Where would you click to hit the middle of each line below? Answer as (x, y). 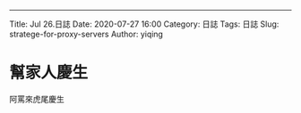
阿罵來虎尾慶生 (37, 99)
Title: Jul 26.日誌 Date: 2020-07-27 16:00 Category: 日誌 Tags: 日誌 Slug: (144, 24)
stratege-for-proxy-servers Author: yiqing (86, 34)
